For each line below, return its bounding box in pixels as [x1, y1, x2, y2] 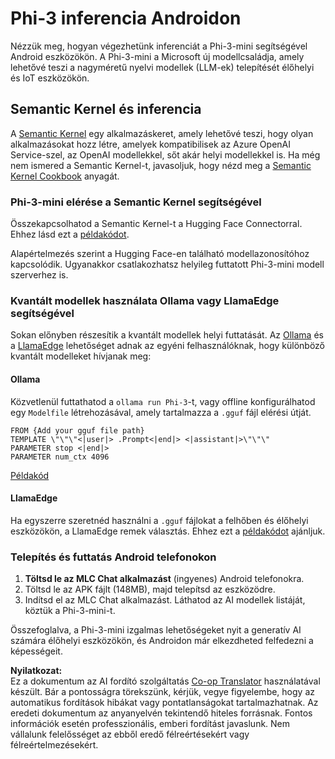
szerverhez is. [10, 269, 69, 281]
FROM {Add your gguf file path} [10, 425, 145, 436]
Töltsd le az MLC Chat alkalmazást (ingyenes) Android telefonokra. [24, 573, 305, 585]
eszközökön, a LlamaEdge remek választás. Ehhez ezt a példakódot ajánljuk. [10, 525, 326, 537]
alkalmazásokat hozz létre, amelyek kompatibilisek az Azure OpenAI [10, 138, 291, 150]
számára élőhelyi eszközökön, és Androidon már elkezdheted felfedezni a [10, 635, 314, 647]
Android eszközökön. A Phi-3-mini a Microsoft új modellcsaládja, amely [10, 50, 305, 62]
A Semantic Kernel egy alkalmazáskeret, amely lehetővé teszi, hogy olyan [10, 127, 314, 139]
